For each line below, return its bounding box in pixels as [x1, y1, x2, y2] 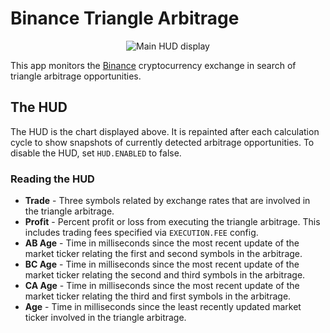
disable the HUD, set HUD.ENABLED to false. [10, 147, 182, 159]
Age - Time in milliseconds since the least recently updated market [24, 301, 302, 313]
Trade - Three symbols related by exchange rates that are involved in [24, 195, 311, 207]
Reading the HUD [10, 172, 95, 186]
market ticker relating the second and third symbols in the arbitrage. [24, 269, 306, 281]
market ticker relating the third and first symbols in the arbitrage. [24, 290, 292, 302]
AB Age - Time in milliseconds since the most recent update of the [24, 237, 300, 249]
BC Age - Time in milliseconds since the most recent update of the [24, 258, 300, 271]
